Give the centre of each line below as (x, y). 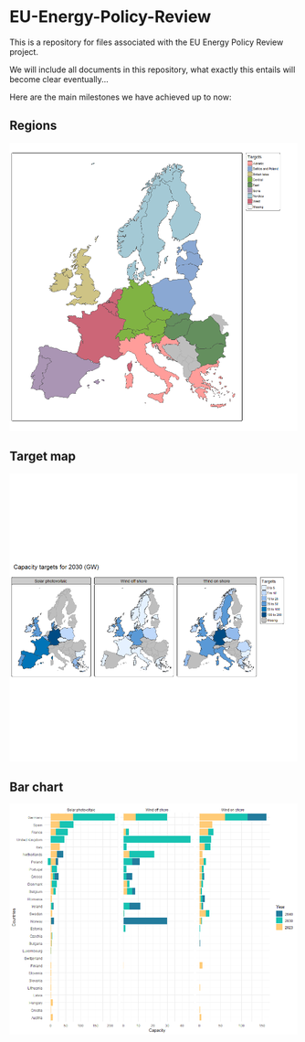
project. (24, 51)
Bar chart (37, 787)
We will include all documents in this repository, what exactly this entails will (152, 69)
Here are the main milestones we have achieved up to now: (121, 97)
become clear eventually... (59, 79)
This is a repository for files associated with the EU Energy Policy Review (147, 42)
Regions (33, 126)
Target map (42, 457)
